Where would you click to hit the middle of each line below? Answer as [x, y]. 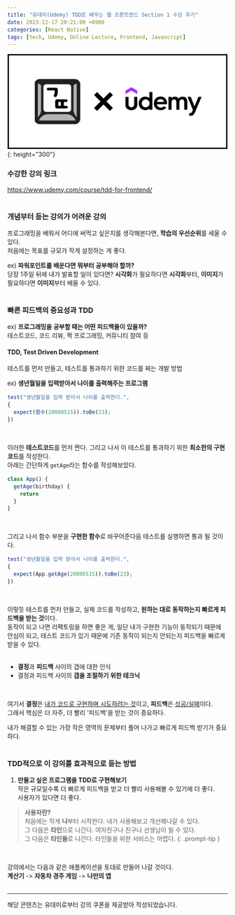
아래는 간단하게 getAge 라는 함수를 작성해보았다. [72, 465]
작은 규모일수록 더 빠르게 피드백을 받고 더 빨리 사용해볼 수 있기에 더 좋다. [116, 789]
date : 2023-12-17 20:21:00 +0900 [56, 22]
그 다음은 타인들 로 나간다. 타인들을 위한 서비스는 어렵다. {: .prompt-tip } [122, 839]
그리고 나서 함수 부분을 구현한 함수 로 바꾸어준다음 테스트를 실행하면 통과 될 [109, 536]
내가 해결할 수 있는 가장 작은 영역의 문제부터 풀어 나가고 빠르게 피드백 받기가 [111, 727]
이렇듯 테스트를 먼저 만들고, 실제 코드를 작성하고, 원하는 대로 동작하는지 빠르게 [113, 609]
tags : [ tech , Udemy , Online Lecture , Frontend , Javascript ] [97, 37]
